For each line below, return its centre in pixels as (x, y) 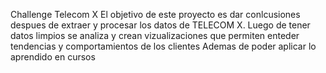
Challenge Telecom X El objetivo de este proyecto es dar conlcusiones (155, 14)
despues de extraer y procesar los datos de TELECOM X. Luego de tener (160, 25)
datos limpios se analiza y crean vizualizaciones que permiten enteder (155, 35)
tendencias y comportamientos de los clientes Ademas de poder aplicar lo (163, 46)
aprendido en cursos (53, 57)
